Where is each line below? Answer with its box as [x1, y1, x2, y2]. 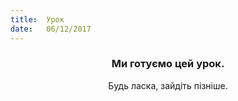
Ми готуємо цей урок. [111, 57, 225, 71]
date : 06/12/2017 [10, 24, 92, 34]
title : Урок [10, 14, 65, 25]
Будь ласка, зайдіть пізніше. [108, 79, 228, 91]
